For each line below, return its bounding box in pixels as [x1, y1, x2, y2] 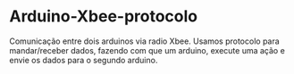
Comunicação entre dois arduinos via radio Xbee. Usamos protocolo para [9, 36, 280, 46]
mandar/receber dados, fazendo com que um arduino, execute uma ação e [9, 45, 286, 55]
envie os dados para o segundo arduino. [9, 54, 158, 65]
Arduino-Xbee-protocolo [9, 6, 198, 27]
